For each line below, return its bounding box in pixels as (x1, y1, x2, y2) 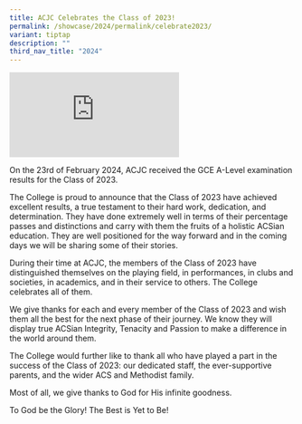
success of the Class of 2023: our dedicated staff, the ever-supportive (9, 360, 273, 371)
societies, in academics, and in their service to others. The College (9, 277, 258, 288)
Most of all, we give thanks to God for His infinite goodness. (9, 387, 232, 399)
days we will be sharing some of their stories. (9, 240, 178, 251)
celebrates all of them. (9, 286, 93, 297)
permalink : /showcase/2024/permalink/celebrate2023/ (9, 22, 212, 31)
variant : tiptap (9, 30, 71, 39)
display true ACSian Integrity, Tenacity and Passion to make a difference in (9, 323, 288, 334)
